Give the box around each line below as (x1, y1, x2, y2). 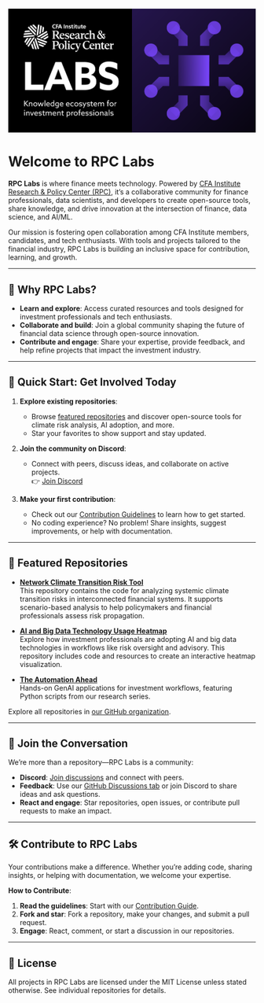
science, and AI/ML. (8, 212, 73, 222)
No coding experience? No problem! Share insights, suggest (31, 518, 226, 527)
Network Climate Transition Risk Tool (19, 577, 144, 587)
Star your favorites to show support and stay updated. (31, 428, 207, 437)
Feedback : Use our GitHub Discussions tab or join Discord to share (19, 781, 237, 791)
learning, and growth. (8, 253, 78, 262)
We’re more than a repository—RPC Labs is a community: (8, 758, 194, 767)
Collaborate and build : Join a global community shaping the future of (19, 320, 245, 330)
